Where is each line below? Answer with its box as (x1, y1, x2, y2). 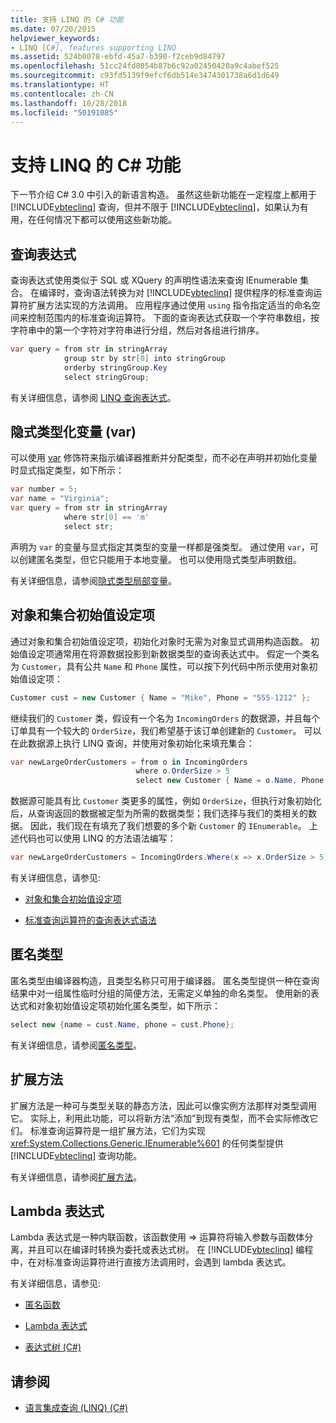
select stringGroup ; (63, 372, 150, 382)
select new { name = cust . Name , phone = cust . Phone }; (10, 1019, 235, 1030)
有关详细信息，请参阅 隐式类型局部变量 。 (10, 574, 177, 586)
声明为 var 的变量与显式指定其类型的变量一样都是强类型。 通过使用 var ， (10, 541, 310, 553)
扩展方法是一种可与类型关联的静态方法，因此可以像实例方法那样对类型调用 (10, 1099, 317, 1111)
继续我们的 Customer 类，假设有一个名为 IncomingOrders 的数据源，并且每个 (10, 712, 321, 724)
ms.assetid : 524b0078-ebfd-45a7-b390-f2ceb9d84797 (10, 52, 226, 62)
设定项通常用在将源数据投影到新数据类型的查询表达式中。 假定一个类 (27, 647, 311, 660)
